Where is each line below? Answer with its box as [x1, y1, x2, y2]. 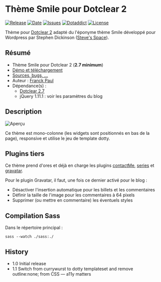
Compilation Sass [5, 212, 61, 220]
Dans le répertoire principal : [5, 225, 63, 231]
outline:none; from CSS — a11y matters [12, 271, 91, 277]
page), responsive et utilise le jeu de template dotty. [5, 135, 110, 141]
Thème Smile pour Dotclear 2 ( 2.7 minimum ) [12, 62, 103, 67]
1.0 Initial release [12, 261, 46, 266]
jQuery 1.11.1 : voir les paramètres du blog [19, 93, 103, 99]
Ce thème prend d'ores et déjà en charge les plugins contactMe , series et [5, 162, 155, 168]
